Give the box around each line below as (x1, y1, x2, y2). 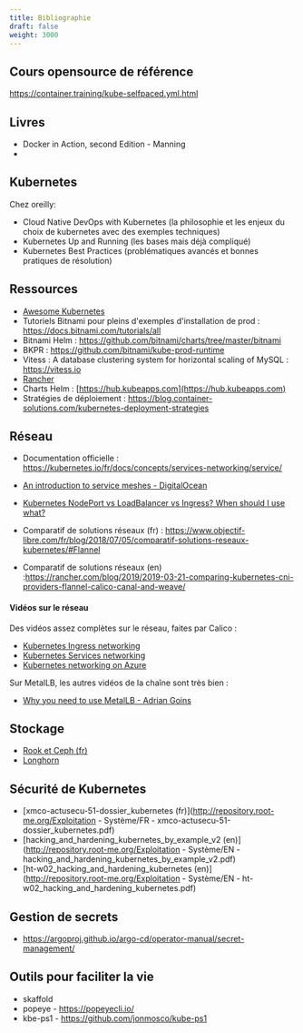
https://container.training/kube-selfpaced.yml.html (9, 88, 199, 99)
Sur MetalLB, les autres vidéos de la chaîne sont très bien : (9, 677, 229, 688)
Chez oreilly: (9, 198, 56, 209)
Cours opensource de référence (9, 64, 194, 79)
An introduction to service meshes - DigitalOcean (22, 480, 208, 491)
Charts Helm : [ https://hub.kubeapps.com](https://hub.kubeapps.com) (22, 383, 287, 394)
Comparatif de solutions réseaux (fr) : (22, 525, 163, 536)
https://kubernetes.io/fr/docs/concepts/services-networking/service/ (22, 462, 283, 473)
